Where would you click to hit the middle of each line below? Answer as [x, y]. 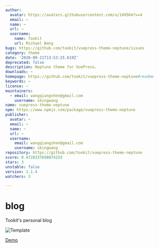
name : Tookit [28, 39]
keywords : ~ [18, 81]
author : [14, 10]
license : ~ [17, 86]
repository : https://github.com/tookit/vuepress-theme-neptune [74, 153]
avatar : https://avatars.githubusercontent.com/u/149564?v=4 [76, 15]
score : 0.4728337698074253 [34, 157]
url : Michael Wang [34, 43]
